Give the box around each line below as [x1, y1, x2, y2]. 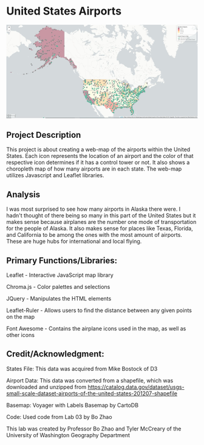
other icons [6, 331, 35, 338]
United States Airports [6, 4, 122, 18]
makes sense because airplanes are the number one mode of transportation [6, 219, 197, 226]
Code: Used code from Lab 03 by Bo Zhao [6, 413, 112, 420]
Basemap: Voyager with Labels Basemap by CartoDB [6, 401, 138, 409]
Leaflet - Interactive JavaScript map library [6, 271, 114, 279]
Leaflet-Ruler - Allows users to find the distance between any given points [6, 307, 192, 314]
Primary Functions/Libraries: [6, 255, 118, 265]
